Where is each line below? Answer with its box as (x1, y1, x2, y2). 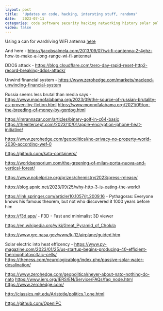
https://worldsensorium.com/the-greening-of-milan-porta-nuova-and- (5, 160, 147, 166)
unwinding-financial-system (5, 82, 62, 88)
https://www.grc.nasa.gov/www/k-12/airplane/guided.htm (5, 232, 120, 238)
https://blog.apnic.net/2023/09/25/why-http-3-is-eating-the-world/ (5, 184, 141, 190)
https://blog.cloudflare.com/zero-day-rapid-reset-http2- (34, 63, 148, 68)
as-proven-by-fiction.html (5, 102, 57, 108)
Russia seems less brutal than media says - (5, 92, 92, 98)
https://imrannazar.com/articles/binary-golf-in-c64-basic (5, 116, 120, 122)
